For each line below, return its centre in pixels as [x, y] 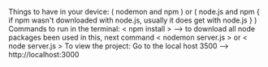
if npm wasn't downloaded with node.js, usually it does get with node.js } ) [133, 20]
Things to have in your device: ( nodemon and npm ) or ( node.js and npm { [134, 12]
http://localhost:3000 [44, 54]
